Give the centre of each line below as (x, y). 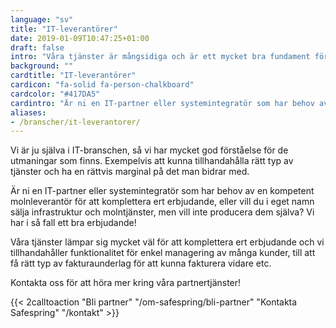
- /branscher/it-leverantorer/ (75, 122)
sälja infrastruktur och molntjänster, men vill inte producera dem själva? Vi (162, 212)
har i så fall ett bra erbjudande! (73, 223)
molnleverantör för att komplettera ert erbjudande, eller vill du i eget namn (162, 202)
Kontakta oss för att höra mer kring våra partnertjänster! (126, 283)
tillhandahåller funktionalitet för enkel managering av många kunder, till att (163, 253)
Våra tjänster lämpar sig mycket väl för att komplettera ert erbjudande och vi (167, 242)
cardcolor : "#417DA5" (55, 94)
